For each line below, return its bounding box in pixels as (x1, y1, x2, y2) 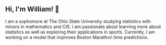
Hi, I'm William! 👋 (5, 5, 59, 13)
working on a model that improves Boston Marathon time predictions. (5, 34, 149, 40)
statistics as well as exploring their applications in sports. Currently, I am (5, 28, 155, 35)
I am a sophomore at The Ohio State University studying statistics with (5, 18, 151, 24)
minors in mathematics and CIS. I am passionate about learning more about (5, 23, 161, 29)
